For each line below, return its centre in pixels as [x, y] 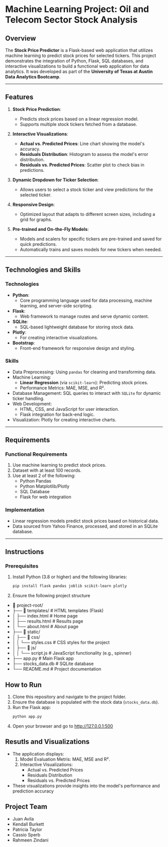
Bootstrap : [23, 343]
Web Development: [32, 404]
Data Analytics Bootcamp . [33, 77]
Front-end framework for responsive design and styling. [77, 348]
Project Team [26, 807]
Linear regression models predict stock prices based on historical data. [85, 521]
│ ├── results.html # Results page [48, 621]
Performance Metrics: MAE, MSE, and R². [62, 388]
